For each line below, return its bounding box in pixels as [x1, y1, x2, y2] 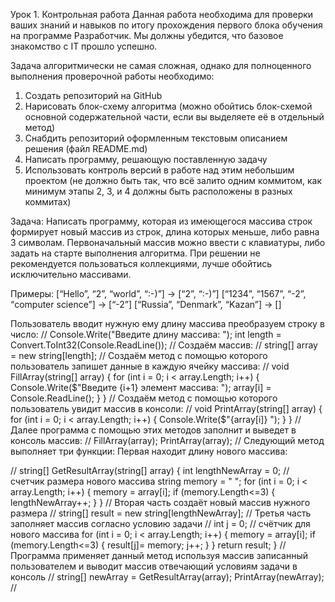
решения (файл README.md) [24, 143, 148, 154]
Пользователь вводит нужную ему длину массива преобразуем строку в [10, 318, 325, 329]
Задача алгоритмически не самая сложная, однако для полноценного [10, 60, 312, 71]
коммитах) [24, 196, 72, 208]
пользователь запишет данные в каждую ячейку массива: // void [10, 360, 290, 372]
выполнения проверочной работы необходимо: [10, 70, 215, 82]
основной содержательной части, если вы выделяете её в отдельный [24, 111, 325, 123]
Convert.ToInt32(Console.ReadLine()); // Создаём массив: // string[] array [10, 339, 318, 351]
